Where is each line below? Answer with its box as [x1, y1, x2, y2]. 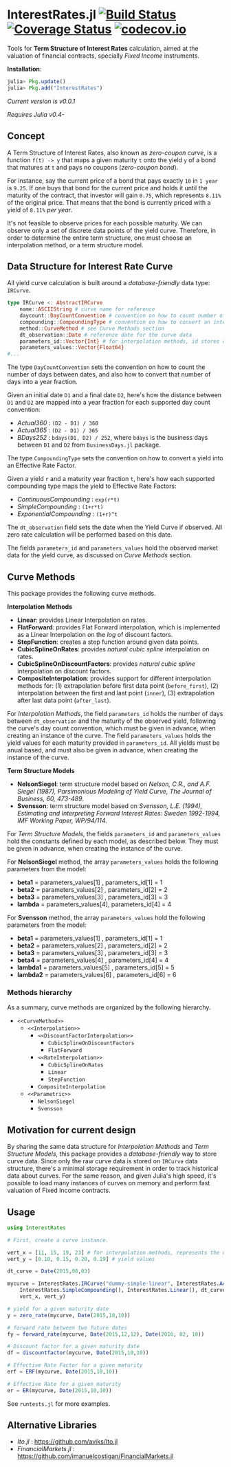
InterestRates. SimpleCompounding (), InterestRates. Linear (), [19, 1287, 198, 1294]
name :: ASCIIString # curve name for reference [19, 306, 155, 313]
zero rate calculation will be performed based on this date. [7, 530, 173, 539]
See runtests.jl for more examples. [7, 1399, 111, 1408]
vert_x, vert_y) [19, 1293, 67, 1300]
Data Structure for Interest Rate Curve [7, 260, 173, 272]
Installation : [7, 65, 42, 73]
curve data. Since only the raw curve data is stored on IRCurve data [7, 1157, 198, 1165]
